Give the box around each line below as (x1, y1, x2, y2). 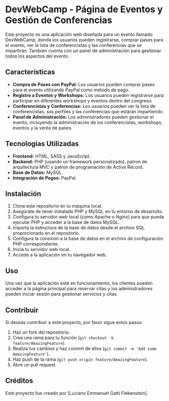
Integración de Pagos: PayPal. (12, 174, 77, 181)
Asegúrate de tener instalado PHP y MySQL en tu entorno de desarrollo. (12, 208, 163, 215)
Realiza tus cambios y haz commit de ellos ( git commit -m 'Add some (12, 345, 157, 352)
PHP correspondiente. (12, 241, 59, 247)
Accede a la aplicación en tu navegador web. (12, 252, 107, 258)
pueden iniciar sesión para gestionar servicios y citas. (5, 291, 118, 297)
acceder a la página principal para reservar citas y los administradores (5, 286, 153, 292)
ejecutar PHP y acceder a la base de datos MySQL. (12, 219, 120, 225)
